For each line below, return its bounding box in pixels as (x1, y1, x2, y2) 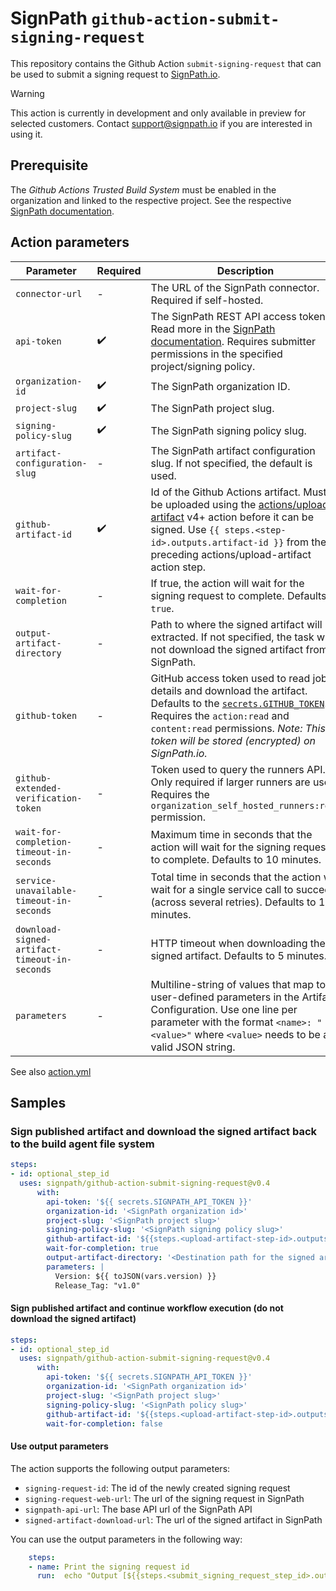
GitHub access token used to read (150, 671, 311, 685)
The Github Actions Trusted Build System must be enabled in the (10, 183, 277, 196)
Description (216, 263, 275, 277)
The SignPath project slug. (150, 402, 275, 416)
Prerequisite (10, 157, 89, 174)
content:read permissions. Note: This (150, 721, 326, 735)
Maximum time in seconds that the (150, 827, 313, 841)
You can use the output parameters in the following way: (10, 1533, 243, 1545)
